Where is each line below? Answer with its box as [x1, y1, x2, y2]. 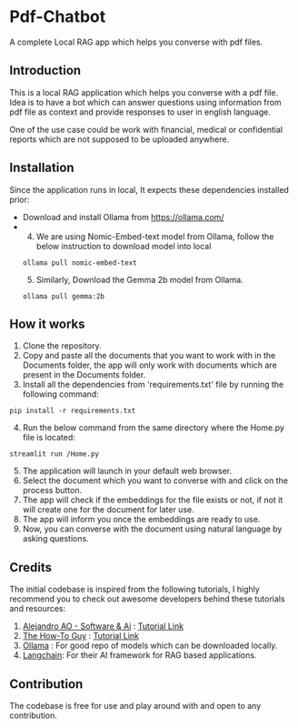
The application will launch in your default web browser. [22, 466, 233, 477]
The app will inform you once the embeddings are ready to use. [22, 514, 261, 525]
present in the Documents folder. [22, 369, 146, 380]
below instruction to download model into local [35, 240, 212, 251]
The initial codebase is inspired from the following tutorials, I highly [9, 584, 261, 595]
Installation [9, 160, 74, 176]
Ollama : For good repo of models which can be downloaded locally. [22, 640, 278, 652]
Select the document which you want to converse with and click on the [22, 475, 289, 486]
